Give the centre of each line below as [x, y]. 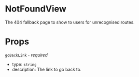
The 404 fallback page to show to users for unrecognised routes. [70, 22]
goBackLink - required [26, 55]
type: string [24, 64]
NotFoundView [36, 9]
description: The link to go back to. [47, 69]
